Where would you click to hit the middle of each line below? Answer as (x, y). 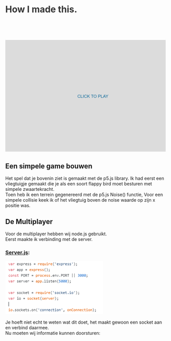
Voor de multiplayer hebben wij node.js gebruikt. (56, 234)
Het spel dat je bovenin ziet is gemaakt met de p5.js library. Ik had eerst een (85, 178)
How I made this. (41, 9)
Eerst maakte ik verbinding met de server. (49, 239)
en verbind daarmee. (27, 328)
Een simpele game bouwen (49, 166)
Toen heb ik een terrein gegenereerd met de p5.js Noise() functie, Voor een (84, 194)
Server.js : (18, 252)
